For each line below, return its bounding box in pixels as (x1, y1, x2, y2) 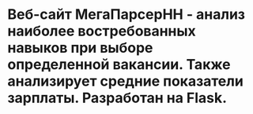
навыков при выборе (7, 39, 153, 57)
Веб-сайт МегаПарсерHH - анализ (7, 6, 246, 24)
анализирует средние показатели (7, 72, 244, 90)
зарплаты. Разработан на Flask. (7, 89, 227, 107)
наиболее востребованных (7, 22, 197, 40)
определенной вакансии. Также (7, 56, 231, 74)
